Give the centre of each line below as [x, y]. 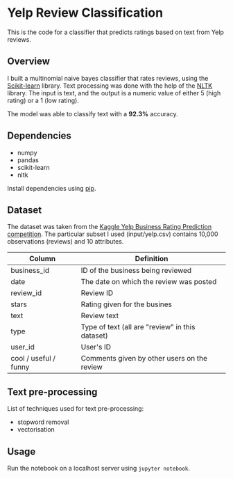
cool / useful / [33, 359]
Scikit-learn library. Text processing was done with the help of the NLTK [110, 86]
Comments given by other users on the [144, 359]
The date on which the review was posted [149, 282]
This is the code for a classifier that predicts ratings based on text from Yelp [115, 32]
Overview [29, 62]
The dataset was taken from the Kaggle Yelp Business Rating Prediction [110, 227]
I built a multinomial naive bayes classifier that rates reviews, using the [108, 78]
